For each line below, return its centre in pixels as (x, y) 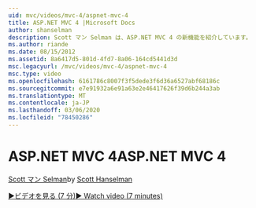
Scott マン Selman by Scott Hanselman (70, 179)
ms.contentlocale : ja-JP (49, 103)
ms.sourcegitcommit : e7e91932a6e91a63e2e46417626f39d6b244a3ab (114, 88)
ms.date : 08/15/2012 (42, 52)
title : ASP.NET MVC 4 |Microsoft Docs (72, 23)
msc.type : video (35, 74)
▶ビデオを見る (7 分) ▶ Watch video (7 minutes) (85, 195)
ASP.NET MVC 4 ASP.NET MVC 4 (117, 157)
